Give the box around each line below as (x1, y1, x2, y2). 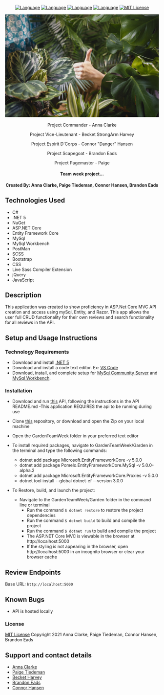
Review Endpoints (5, 568, 61, 577)
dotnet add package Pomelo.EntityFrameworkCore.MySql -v (19, 462, 141, 468)
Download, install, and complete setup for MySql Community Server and (12, 370, 158, 376)
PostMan (12, 246, 30, 251)
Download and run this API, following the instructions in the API (12, 399, 140, 404)
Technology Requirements (5, 348, 69, 355)
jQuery (12, 271, 26, 277)
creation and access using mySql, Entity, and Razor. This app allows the (5, 309, 149, 315)
